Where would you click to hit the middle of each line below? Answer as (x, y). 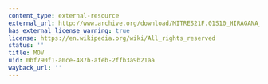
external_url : (32, 23)
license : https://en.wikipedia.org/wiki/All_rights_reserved (112, 38)
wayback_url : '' (35, 68)
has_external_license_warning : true (69, 30)
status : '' (26, 46)
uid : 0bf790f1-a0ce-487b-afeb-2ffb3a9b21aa (82, 61)
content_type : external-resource (64, 16)
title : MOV (26, 53)
